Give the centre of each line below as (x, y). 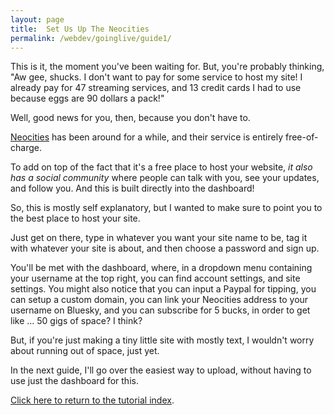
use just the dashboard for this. (74, 381)
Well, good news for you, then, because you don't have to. (130, 118)
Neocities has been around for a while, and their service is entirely (147, 137)
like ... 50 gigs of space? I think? (76, 321)
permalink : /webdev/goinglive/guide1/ (91, 38)
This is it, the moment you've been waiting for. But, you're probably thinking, (167, 67)
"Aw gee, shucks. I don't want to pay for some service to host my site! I (156, 77)
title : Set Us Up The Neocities (80, 29)
